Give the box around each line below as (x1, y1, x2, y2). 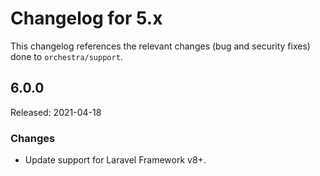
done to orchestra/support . (10, 50, 123, 62)
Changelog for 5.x (10, 7, 163, 30)
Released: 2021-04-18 (10, 106, 102, 118)
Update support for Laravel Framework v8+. (24, 154, 207, 166)
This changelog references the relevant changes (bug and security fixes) (10, 40, 311, 52)
